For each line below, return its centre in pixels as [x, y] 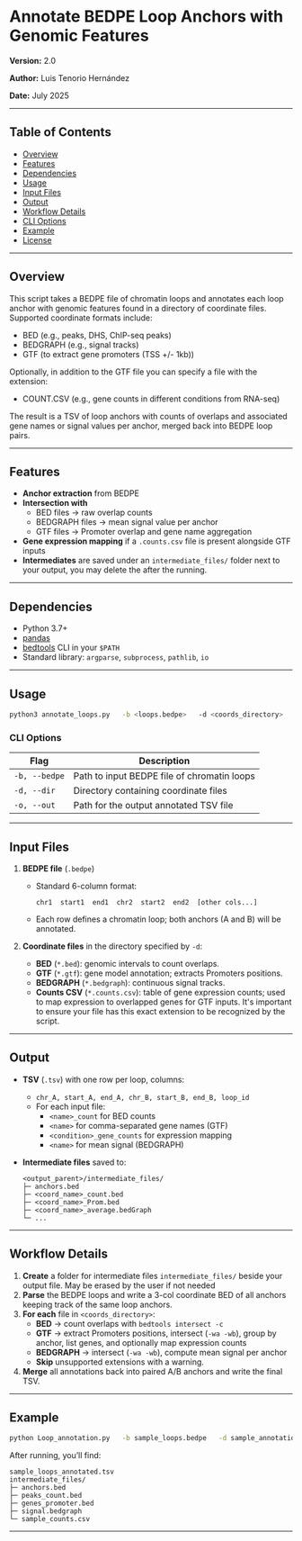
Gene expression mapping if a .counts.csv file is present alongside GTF [156, 541]
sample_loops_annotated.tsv [62, 1472]
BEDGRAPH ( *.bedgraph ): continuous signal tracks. [130, 982]
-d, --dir [35, 791]
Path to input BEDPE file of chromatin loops [164, 776]
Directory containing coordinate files [150, 791]
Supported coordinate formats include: [81, 318]
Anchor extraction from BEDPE [80, 493]
